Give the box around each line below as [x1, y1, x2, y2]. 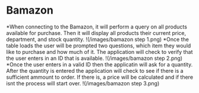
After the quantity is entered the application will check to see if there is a [6, 67, 184, 74]
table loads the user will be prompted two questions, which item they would [6, 42, 191, 49]
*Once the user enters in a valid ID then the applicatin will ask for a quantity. [6, 60, 193, 68]
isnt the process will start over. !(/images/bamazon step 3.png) [6, 79, 160, 86]
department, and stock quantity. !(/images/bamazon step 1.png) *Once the [6, 36, 189, 43]
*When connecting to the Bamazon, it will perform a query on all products [6, 23, 187, 30]
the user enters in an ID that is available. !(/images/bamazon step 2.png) [6, 54, 183, 62]
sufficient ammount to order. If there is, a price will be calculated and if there [6, 73, 194, 81]
